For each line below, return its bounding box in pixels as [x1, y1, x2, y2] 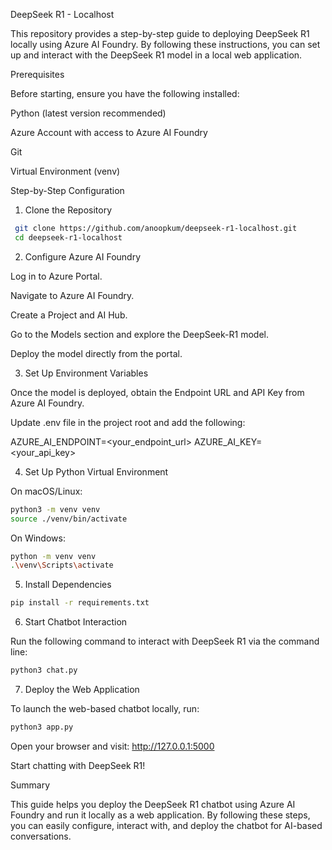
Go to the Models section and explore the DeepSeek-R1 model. [10, 328, 269, 340]
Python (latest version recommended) [10, 107, 167, 119]
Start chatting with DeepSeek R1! [10, 759, 146, 771]
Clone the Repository [24, 204, 113, 216]
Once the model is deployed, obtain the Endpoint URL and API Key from [10, 386, 305, 398]
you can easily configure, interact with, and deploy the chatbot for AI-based [10, 819, 323, 831]
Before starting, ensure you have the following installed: [10, 88, 240, 99]
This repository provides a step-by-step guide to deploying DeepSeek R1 [10, 28, 310, 39]
